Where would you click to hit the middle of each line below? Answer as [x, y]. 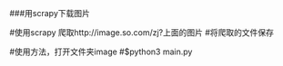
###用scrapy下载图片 [50, 13]
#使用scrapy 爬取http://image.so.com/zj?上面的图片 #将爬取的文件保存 [142, 33]
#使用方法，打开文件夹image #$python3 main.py [101, 52]
